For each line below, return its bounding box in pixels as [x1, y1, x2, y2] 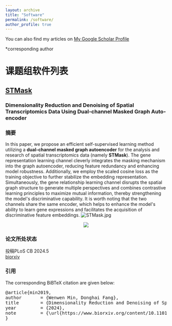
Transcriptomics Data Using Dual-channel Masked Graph [5, 108, 150, 115]
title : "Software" [5, 12, 45, 17]
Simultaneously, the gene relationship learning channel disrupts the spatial [5, 179, 162, 185]
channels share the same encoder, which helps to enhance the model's [5, 201, 156, 207]
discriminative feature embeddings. [5, 212, 80, 218]
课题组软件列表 [5, 65, 69, 77]
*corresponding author [5, 46, 54, 52]
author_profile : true [5, 22, 52, 27]
